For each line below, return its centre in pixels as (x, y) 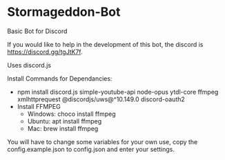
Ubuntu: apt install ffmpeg (65, 121)
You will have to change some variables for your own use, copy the (102, 141)
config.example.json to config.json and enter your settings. (91, 149)
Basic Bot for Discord (37, 31)
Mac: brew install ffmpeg (63, 128)
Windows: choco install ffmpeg (71, 114)
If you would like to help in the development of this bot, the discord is (105, 44)
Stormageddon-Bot (64, 12)
